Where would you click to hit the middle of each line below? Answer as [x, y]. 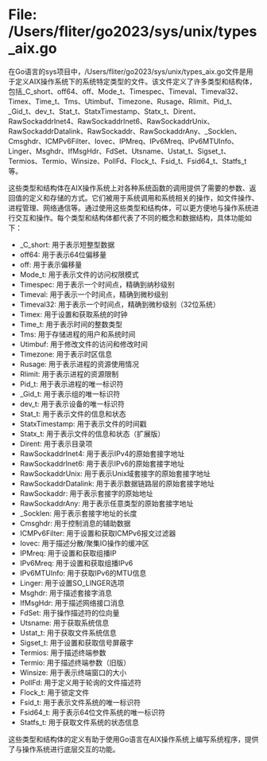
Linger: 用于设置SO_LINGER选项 [72, 583]
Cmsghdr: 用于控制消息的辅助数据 [75, 523]
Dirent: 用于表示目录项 [56, 443]
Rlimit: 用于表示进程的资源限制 [69, 374]
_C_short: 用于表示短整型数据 [67, 244]
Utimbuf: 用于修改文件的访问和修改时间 [84, 344]
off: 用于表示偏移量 [50, 264]
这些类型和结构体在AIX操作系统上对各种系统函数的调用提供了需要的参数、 [129, 188]
